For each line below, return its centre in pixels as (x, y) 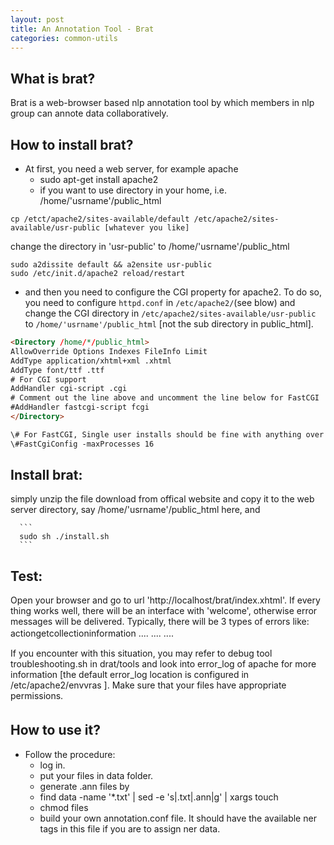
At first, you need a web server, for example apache (131, 169)
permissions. (37, 696)
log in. (52, 765)
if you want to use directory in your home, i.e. (133, 190)
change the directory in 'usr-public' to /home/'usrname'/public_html (150, 246)
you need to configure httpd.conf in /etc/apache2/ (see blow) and (160, 302)
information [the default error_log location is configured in (130, 675)
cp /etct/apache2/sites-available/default (100, 219)
